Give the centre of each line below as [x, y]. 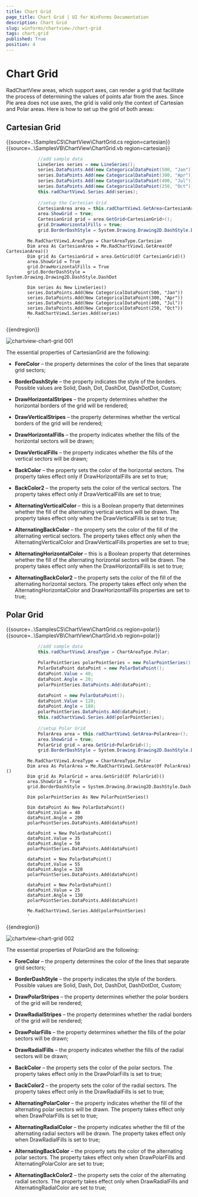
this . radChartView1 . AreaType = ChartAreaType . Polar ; [103, 652]
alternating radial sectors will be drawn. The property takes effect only [100, 1133]
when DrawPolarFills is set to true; [56, 1116]
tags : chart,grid [27, 34]
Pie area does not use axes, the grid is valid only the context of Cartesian [95, 103]
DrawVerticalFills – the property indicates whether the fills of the [94, 452]
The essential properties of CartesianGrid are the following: [78, 352]
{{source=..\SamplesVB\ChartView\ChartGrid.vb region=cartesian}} [88, 148]
